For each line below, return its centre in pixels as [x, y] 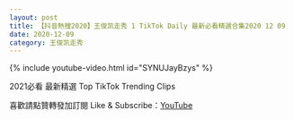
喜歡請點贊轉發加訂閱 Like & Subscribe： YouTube [101, 106]
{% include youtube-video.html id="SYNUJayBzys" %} [111, 68]
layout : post [34, 17]
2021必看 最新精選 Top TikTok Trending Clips [93, 87]
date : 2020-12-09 [42, 34]
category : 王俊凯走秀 [46, 42]
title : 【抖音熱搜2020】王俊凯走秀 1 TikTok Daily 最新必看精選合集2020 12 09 [147, 26]
